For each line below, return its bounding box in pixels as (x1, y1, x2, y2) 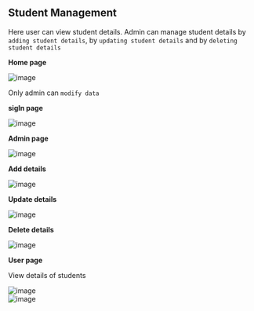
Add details (8, 164, 47, 174)
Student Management (8, 6, 118, 20)
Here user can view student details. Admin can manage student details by (8, 27, 247, 36)
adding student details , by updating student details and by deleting (8, 35, 238, 45)
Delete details (8, 225, 55, 234)
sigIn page (8, 103, 43, 112)
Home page (8, 57, 47, 67)
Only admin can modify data (8, 88, 100, 97)
